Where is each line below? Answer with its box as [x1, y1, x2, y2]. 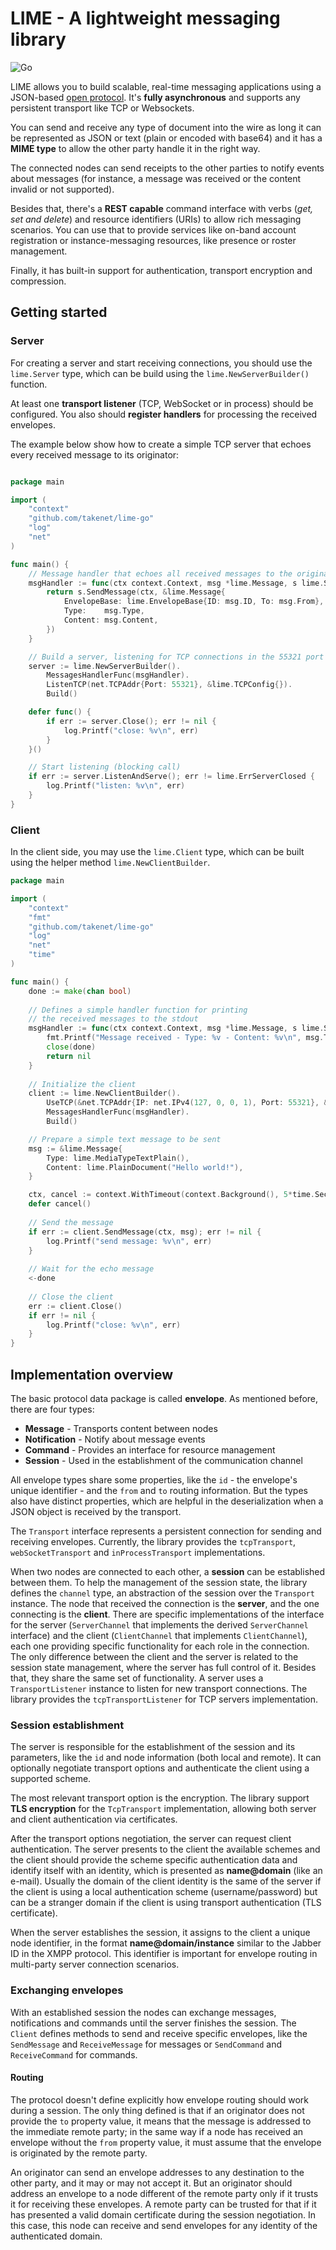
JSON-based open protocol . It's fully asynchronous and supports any [10, 91, 301, 103]
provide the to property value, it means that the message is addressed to [10, 2115, 312, 2127]
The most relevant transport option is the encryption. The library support [10, 1792, 310, 1804]
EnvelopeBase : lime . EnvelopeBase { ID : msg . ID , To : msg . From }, [63, 597, 325, 607]
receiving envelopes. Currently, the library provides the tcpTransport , [10, 1535, 297, 1547]
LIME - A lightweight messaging [10, 7, 281, 30]
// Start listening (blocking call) [28, 762, 182, 772]
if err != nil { [28, 1310, 97, 1321]
